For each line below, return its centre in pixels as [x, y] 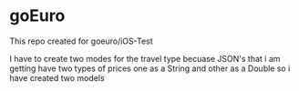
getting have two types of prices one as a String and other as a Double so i [150, 68]
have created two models [57, 77]
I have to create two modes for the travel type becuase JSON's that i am [145, 58]
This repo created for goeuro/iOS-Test [81, 41]
